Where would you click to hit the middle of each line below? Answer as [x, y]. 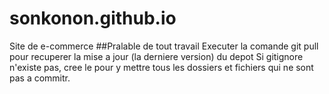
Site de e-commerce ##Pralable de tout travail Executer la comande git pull [164, 46]
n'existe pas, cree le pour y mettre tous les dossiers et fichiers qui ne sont [161, 67]
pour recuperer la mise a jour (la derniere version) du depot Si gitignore [156, 56]
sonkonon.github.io [93, 18]
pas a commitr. [40, 78]
